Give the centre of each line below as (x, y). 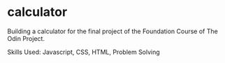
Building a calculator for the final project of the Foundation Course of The (112, 31)
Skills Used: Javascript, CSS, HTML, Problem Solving (84, 52)
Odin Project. (26, 38)
